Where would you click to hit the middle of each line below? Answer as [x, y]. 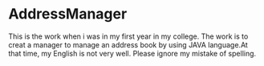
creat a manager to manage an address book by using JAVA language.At [128, 44]
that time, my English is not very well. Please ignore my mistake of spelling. [132, 53]
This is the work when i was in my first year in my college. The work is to [128, 36]
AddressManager [68, 14]
